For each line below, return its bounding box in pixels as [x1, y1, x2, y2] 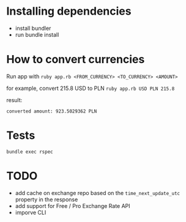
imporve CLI [15, 209, 46, 216]
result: [6, 96, 23, 103]
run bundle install [15, 31, 59, 38]
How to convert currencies [6, 53, 145, 67]
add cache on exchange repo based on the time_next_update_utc [15, 189, 180, 196]
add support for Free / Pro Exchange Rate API [15, 202, 130, 209]
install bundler [15, 24, 51, 32]
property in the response [15, 196, 78, 203]
